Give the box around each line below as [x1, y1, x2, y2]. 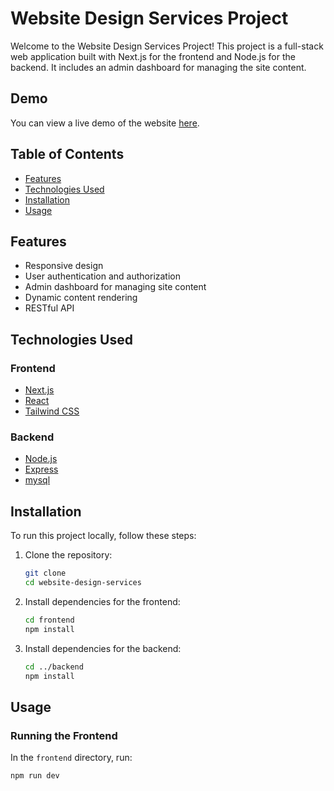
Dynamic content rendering [24, 292, 138, 304]
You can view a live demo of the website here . [10, 117, 200, 129]
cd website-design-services [24, 578, 142, 588]
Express [24, 463, 59, 476]
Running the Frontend [10, 728, 118, 742]
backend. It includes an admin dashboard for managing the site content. [10, 61, 307, 73]
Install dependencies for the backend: [24, 642, 182, 654]
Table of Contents [10, 146, 125, 163]
